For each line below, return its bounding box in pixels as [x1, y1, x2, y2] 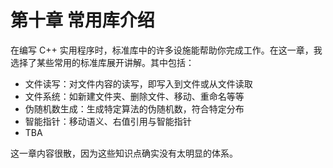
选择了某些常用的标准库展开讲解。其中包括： [10, 56, 195, 68]
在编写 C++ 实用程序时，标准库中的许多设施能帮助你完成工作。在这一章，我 [10, 44, 323, 56]
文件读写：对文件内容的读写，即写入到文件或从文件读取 [24, 77, 253, 90]
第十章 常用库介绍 [10, 9, 155, 32]
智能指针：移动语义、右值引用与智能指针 [24, 115, 192, 127]
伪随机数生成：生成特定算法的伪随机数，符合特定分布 [24, 102, 245, 115]
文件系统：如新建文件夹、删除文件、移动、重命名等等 [24, 90, 245, 102]
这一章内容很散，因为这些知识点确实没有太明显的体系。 [10, 147, 238, 159]
